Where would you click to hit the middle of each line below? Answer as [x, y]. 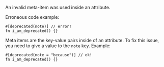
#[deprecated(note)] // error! [38, 26]
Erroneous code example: [32, 17]
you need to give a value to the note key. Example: [58, 46]
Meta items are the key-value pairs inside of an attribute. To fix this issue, [82, 40]
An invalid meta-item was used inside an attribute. [58, 7]
